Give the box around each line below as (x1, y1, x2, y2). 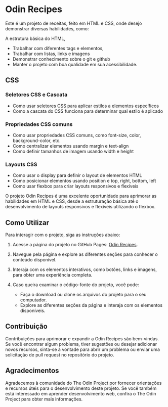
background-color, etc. (12, 138, 61, 144)
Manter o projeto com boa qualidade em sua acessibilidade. (12, 61, 138, 67)
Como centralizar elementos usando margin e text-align (12, 143, 129, 149)
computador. (20, 297, 47, 303)
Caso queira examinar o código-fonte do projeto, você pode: (12, 282, 139, 288)
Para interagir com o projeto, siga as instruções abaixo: (5, 232, 120, 238)
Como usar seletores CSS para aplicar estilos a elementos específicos (12, 103, 159, 109)
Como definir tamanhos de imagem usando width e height (12, 148, 134, 154)
